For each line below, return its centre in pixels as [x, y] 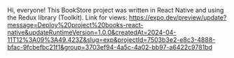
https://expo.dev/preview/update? [178, 17]
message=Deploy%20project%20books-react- [75, 25]
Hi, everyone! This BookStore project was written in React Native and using [116, 10]
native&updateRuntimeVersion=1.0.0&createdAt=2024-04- [92, 32]
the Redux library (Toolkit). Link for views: [67, 17]
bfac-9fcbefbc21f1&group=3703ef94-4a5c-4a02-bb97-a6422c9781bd [110, 47]
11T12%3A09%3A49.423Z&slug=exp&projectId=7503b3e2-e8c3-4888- [111, 40]
